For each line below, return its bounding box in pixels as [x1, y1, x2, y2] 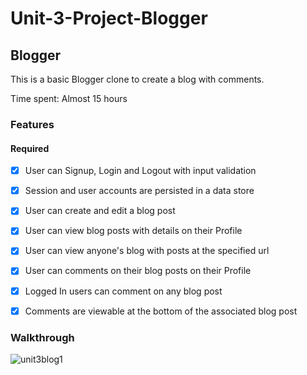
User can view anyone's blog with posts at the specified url [24, 245, 270, 257]
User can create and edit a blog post [24, 205, 176, 217]
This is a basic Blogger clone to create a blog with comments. [10, 73, 265, 85]
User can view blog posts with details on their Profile [24, 225, 243, 237]
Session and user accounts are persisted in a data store [24, 185, 255, 197]
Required [10, 142, 50, 154]
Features [10, 117, 55, 131]
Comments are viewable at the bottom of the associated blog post [24, 305, 298, 317]
